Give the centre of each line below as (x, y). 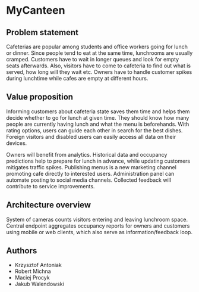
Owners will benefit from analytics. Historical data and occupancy (87, 154)
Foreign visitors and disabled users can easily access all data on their (91, 136)
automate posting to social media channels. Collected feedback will (89, 180)
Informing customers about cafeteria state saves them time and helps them (98, 111)
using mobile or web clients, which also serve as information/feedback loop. (99, 232)
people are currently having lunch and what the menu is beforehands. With (98, 124)
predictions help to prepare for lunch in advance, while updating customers (98, 161)
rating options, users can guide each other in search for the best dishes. (94, 130)
